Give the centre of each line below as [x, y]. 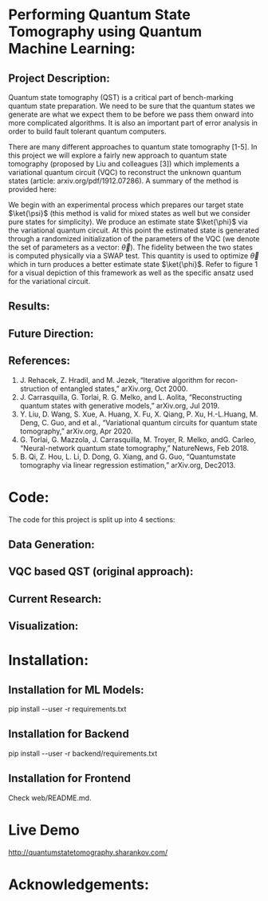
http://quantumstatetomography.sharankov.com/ [88, 852]
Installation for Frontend [70, 778]
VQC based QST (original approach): [101, 572]
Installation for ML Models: [76, 690]
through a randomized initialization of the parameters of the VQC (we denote [134, 239]
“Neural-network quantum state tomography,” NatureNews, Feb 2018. [134, 448]
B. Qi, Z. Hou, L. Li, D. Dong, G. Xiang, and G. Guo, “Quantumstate [128, 456]
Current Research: [55, 598]
